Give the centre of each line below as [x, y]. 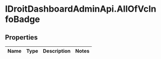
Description [57, 51]
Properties [21, 37]
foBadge [23, 19]
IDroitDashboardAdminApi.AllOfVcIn [81, 9]
